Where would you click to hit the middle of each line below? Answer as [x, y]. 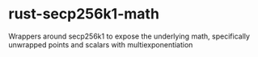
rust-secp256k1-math [84, 14]
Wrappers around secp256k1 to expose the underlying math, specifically [129, 36]
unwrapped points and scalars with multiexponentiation [101, 44]
